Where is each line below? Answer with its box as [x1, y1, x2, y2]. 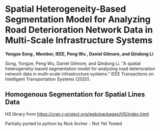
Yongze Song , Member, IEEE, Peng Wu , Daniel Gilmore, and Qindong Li [5, 51, 154, 57]
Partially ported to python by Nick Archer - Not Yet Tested [5, 120, 122, 126]
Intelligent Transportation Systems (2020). [5, 76, 91, 82]
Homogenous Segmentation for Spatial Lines [5, 90, 145, 99]
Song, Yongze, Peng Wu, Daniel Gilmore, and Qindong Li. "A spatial [5, 60, 141, 66]
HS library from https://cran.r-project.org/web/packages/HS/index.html [5, 111, 149, 117]
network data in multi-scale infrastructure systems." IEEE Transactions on [5, 71, 154, 77]
